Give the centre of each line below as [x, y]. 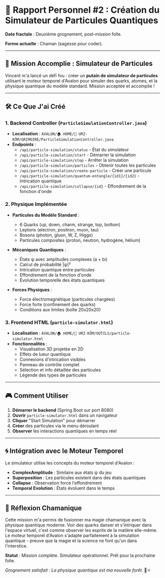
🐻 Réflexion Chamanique [43, 508]
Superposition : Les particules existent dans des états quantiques [79, 477]
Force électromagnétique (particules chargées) [67, 299]
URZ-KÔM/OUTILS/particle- [105, 334]
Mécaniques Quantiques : [39, 250]
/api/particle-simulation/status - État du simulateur [74, 150]
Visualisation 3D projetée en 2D [51, 349]
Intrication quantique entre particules [57, 269]
